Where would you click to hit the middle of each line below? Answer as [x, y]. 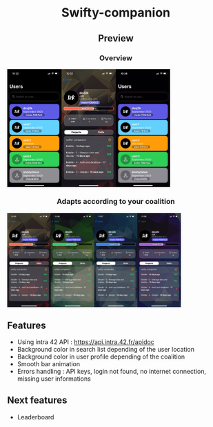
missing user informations [54, 379]
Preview [116, 38]
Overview [116, 58]
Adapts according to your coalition [116, 202]
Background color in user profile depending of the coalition [101, 357]
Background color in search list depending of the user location [106, 349]
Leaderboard [35, 417]
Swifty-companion [116, 13]
